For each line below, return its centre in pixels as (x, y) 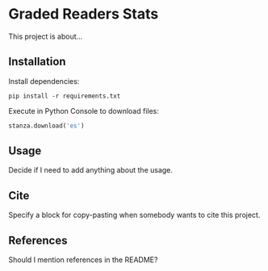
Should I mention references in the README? (83, 260)
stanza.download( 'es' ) (46, 126)
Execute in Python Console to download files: (84, 110)
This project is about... (46, 36)
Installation (37, 62)
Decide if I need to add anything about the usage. (91, 170)
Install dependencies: (44, 81)
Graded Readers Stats (84, 14)
